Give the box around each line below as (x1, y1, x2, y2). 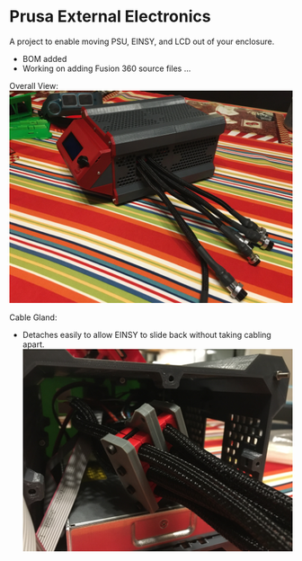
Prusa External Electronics (9, 6, 211, 27)
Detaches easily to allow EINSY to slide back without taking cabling (22, 329, 271, 340)
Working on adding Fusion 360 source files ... (22, 63, 191, 74)
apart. (22, 339, 45, 350)
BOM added (22, 53, 67, 64)
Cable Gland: (9, 312, 58, 323)
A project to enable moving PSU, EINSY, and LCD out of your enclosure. (9, 36, 275, 47)
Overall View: (9, 80, 58, 91)
